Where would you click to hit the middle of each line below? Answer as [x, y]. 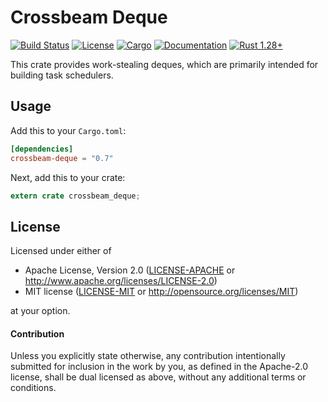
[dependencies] [42, 149]
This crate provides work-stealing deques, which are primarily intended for [164, 64]
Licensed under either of [61, 251]
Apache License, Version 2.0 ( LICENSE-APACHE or [130, 270]
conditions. [33, 388]
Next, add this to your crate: [68, 177]
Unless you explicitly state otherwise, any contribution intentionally [148, 356]
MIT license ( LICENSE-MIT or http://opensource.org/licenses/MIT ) [161, 292]
